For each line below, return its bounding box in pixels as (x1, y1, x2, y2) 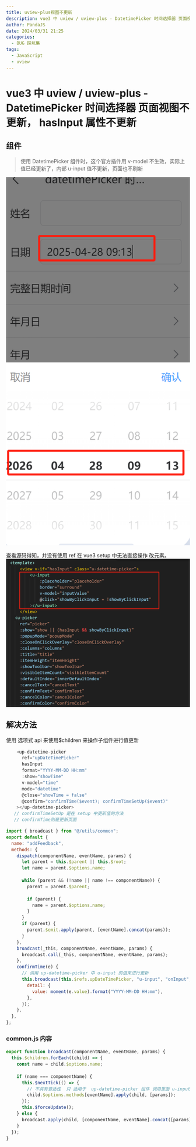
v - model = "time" (21, 779, 59, 786)
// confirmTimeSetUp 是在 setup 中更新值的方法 (13, 811, 124, 817)
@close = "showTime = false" (21, 792, 87, 798)
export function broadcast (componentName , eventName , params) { (6, 1049, 166, 1055)
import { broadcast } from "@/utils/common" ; (6, 828, 118, 834)
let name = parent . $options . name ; (21, 865, 106, 871)
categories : (6, 34, 35, 40)
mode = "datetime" (21, 786, 61, 792)
